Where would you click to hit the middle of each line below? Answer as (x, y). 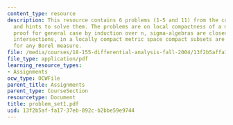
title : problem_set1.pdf (43, 104)
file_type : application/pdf (48, 59)
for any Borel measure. (48, 46)
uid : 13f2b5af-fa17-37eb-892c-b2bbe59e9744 (71, 110)
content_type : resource (42, 14)
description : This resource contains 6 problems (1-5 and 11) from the (113, 20)
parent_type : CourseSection (48, 91)
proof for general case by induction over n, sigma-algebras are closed (121, 33)
